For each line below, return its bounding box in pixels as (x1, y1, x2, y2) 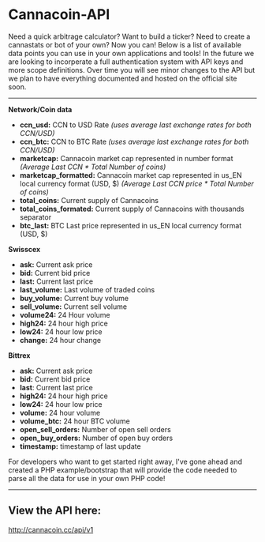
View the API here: (8, 504, 102, 518)
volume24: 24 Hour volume (19, 310, 110, 319)
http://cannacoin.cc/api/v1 (8, 525, 94, 534)
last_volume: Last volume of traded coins (19, 284, 155, 294)
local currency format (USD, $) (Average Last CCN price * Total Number (19, 179, 255, 188)
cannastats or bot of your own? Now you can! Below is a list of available (8, 40, 242, 49)
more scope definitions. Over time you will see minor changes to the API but (8, 65, 256, 74)
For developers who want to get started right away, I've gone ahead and (8, 457, 243, 466)
